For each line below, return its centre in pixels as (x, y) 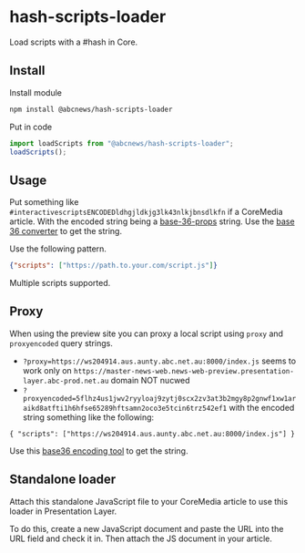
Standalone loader (63, 480)
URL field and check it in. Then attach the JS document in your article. (141, 538)
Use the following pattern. (58, 249)
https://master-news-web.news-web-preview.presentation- (184, 371)
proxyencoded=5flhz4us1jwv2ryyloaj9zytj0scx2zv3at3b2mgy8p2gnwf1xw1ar (159, 398)
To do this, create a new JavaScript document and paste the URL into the (147, 528)
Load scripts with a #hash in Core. (74, 42)
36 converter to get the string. (66, 231)
